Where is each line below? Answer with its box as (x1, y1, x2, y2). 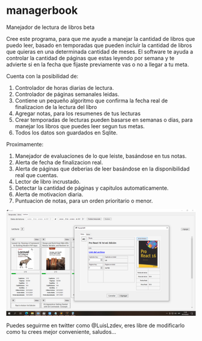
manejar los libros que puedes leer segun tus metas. (14, 122, 145, 130)
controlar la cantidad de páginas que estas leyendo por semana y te (6, 54, 175, 61)
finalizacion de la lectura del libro (14, 103, 97, 110)
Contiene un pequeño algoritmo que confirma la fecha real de (14, 97, 168, 104)
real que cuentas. (14, 171, 58, 178)
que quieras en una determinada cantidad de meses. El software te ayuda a (6, 48, 194, 55)
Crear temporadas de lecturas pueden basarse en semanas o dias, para (14, 116, 193, 124)
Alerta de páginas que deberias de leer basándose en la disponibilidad (14, 165, 190, 172)
